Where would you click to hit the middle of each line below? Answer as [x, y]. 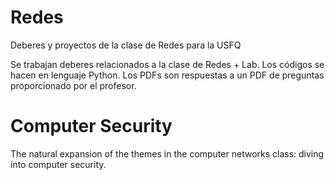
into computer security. [58, 164]
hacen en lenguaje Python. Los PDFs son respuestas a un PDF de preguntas [167, 75]
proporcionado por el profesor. [73, 85]
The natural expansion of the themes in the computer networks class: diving [167, 153]
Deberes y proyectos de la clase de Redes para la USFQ [126, 45]
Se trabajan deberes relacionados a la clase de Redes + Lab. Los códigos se [167, 64]
